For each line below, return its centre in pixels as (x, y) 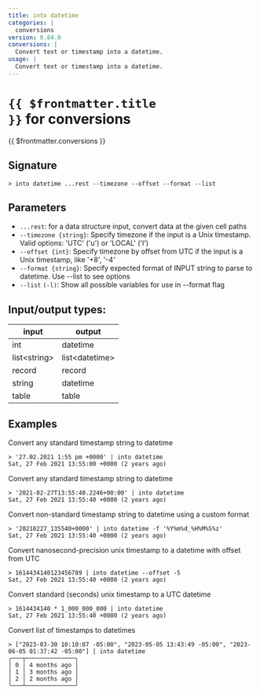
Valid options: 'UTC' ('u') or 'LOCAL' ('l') (84, 243)
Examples (33, 424)
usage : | (22, 60)
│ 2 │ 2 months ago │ (44, 679)
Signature (33, 166)
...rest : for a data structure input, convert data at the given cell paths (133, 226)
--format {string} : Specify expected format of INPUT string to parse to (136, 268)
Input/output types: (57, 310)
